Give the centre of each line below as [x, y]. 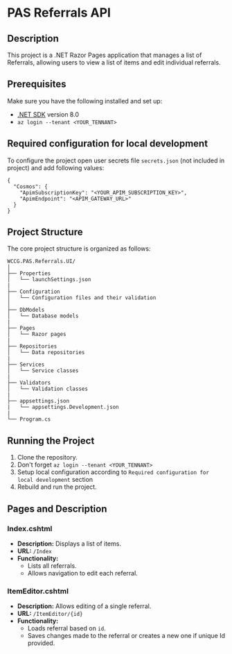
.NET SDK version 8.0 [48, 114]
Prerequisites [37, 84]
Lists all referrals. [52, 565]
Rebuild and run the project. [57, 487]
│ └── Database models [43, 316]
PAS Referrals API [59, 13]
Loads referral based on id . [66, 628]
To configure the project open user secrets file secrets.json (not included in [116, 160]
